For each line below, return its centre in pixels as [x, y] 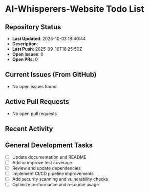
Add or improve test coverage [42, 162]
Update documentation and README [49, 157]
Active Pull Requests [37, 102]
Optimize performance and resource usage [55, 185]
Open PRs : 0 [25, 59]
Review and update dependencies [46, 168]
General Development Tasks [49, 145]
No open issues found [34, 86]
